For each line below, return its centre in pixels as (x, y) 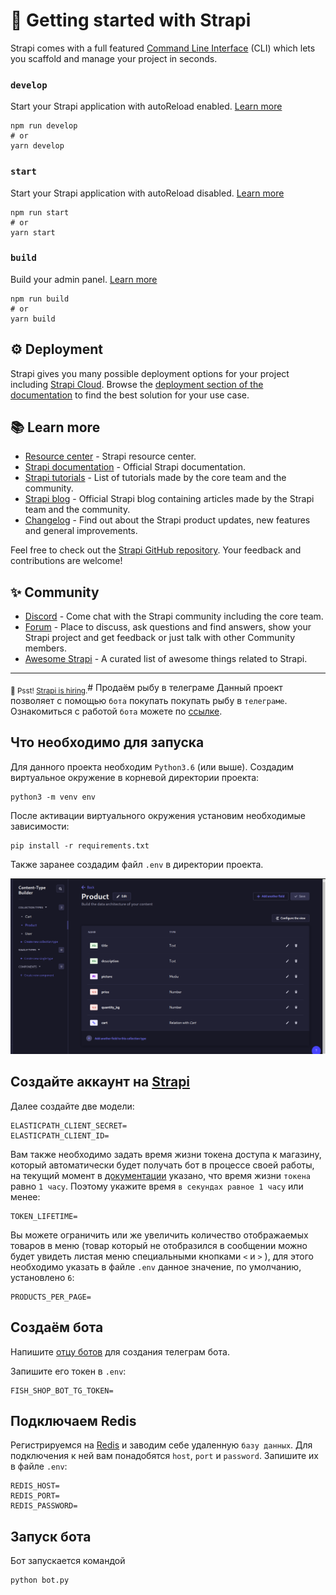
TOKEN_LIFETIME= (44, 1216)
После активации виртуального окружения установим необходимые (158, 815)
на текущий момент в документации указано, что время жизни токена (160, 1175)
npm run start (40, 212)
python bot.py (40, 1580)
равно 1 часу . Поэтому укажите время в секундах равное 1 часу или (157, 1186)
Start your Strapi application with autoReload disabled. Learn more (147, 193)
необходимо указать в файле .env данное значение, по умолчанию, (156, 1266)
